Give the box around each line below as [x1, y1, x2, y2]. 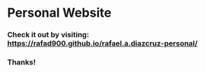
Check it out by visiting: [7, 30, 89, 40]
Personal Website [7, 5, 112, 21]
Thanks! [7, 57, 36, 67]
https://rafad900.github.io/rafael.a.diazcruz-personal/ [7, 38, 198, 48]
